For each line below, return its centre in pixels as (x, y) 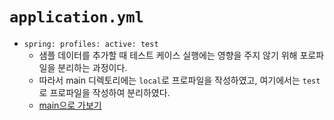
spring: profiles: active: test (91, 44)
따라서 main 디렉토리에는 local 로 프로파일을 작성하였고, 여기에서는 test (179, 80)
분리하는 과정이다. (92, 67)
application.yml (76, 17)
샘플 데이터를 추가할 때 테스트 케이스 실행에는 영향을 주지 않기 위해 (168, 55)
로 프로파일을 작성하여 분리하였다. (104, 92)
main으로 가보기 (70, 105)
